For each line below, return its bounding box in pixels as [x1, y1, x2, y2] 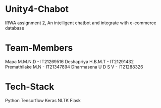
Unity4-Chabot [5, 3, 69, 15]
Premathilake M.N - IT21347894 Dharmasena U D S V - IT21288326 [5, 64, 144, 70]
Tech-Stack [5, 81, 54, 92]
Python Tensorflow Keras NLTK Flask [5, 97, 81, 103]
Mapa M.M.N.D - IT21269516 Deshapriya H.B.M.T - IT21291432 [5, 58, 134, 65]
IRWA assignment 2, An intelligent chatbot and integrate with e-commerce [5, 20, 157, 26]
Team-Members [5, 42, 73, 54]
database [5, 25, 25, 31]
